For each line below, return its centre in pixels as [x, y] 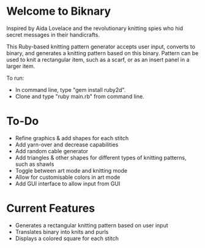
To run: [15, 78]
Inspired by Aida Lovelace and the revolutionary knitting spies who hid [95, 28]
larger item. [21, 66]
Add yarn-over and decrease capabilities [67, 145]
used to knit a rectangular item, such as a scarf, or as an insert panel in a [98, 59]
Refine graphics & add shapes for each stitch [72, 138]
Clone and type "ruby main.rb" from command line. [80, 96]
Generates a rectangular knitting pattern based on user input [91, 225]
